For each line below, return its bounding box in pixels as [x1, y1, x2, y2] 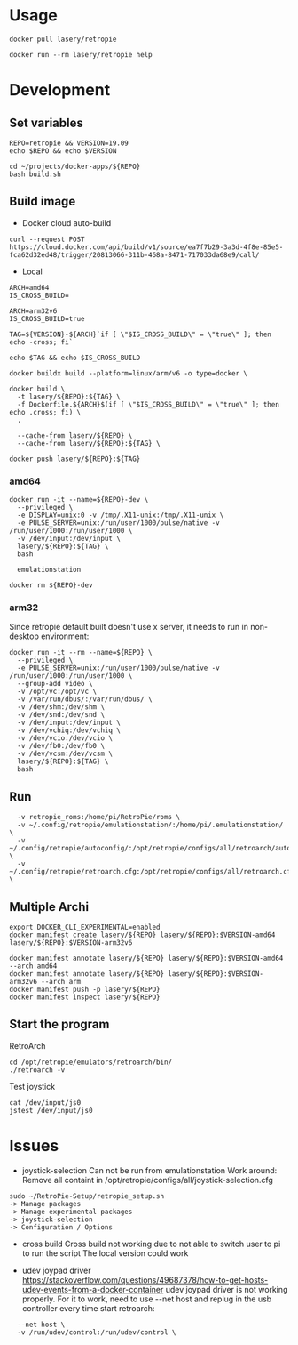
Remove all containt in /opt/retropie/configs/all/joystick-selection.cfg [21, 1174, 273, 1185]
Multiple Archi [9, 899, 90, 914]
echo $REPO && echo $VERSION [9, 146, 117, 156]
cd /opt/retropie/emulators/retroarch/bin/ [9, 1058, 173, 1067]
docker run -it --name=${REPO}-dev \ [9, 495, 149, 504]
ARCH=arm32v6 [9, 306, 58, 316]
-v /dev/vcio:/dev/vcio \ [17, 734, 114, 743]
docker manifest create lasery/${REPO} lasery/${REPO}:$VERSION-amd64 [9, 930, 276, 939]
